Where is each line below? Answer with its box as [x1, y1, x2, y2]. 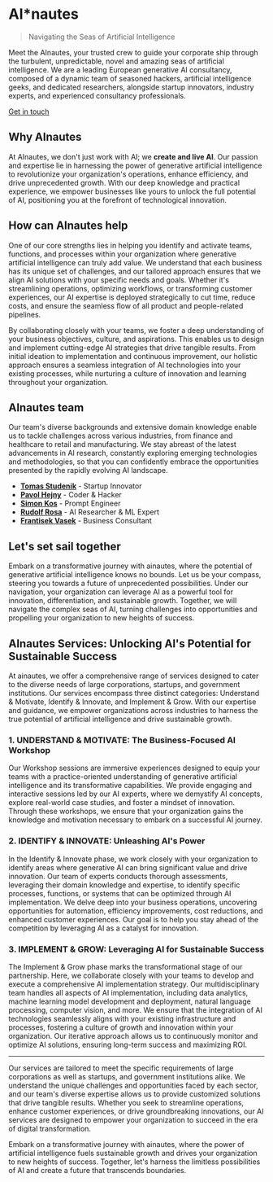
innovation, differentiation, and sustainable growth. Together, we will [8, 596, 237, 606]
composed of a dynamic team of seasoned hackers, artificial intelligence [8, 73, 252, 83]
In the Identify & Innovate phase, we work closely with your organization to [8, 854, 258, 864]
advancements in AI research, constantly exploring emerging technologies [8, 449, 258, 458]
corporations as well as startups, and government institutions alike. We [8, 1071, 245, 1081]
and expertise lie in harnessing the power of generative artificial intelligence [8, 160, 262, 170]
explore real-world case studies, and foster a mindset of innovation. [8, 798, 236, 808]
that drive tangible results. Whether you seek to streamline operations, [8, 1097, 245, 1107]
